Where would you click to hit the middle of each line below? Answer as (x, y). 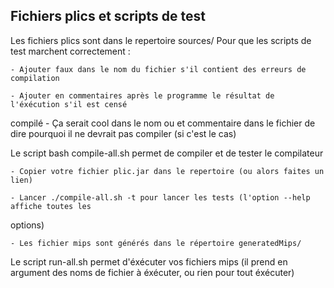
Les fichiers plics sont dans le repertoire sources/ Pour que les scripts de (161, 40)
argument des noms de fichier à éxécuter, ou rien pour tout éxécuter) (152, 272)
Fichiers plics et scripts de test (108, 16)
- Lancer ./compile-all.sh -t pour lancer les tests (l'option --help (160, 197)
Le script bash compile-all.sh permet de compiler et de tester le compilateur (167, 153)
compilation (35, 78)
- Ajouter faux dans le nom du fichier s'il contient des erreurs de (158, 69)
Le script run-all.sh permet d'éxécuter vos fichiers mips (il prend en (149, 261)
